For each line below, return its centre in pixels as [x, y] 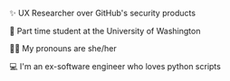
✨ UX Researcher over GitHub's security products [103, 13]
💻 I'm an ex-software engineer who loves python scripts [115, 66]
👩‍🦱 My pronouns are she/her [63, 48]
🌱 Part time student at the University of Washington [105, 31]
